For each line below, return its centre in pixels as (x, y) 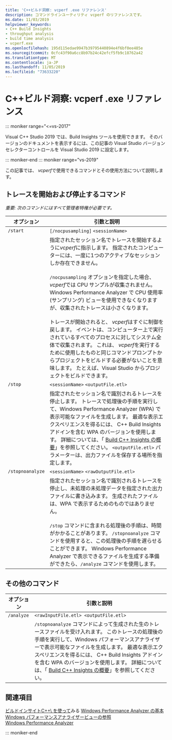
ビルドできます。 (90, 375)
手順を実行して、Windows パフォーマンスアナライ (94, 639)
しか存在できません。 (75, 263)
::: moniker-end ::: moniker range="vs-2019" (52, 160)
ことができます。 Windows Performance (98, 548)
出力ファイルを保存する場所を (121, 455)
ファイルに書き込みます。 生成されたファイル (104, 496)
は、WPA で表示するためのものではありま (100, 503)
